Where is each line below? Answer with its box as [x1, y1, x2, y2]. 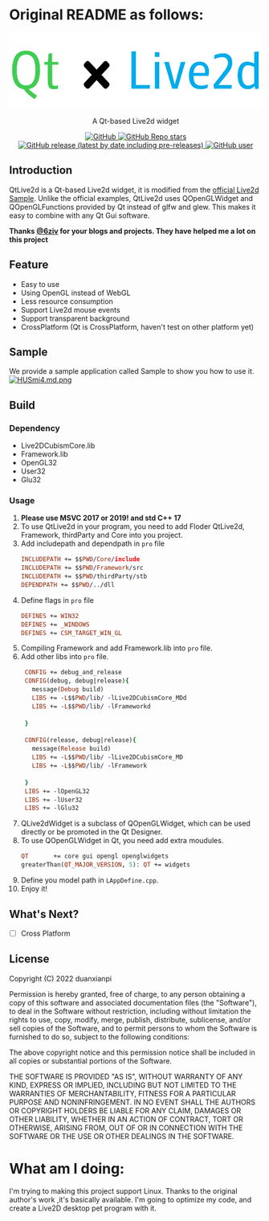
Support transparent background [20, 313, 130, 323]
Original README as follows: [9, 6, 204, 24]
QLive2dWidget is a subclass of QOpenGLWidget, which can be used [20, 818, 251, 829]
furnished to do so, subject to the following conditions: [9, 1031, 190, 1042]
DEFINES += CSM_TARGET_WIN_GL [20, 629, 123, 637]
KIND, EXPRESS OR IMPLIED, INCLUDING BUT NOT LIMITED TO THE [9, 1080, 237, 1090]
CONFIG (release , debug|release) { [24, 736, 137, 744]
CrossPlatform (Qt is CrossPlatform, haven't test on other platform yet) [20, 322, 255, 331]
